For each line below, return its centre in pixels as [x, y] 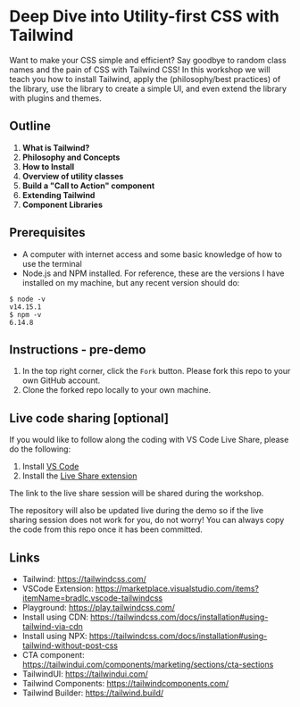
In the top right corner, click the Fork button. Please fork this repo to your [156, 371]
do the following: [40, 449]
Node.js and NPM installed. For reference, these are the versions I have [153, 273]
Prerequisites [47, 233]
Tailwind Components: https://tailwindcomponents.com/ [125, 683]
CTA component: [53, 655]
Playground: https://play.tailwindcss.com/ [99, 607]
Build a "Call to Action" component [88, 186]
